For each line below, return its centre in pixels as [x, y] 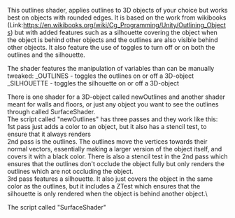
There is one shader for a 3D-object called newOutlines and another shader [116, 97]
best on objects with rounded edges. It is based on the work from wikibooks [117, 18]
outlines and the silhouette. [46, 55]
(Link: [15, 25]
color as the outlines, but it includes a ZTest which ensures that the [104, 186]
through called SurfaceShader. [51, 112]
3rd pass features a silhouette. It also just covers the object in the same [110, 179]
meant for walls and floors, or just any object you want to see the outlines [113, 104]
